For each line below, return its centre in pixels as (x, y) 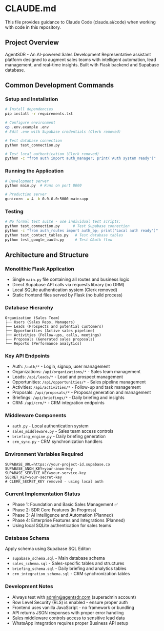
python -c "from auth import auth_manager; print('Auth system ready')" (81, 158)
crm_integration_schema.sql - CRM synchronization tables (71, 574)
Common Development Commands (59, 85)
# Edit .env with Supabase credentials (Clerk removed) (63, 132)
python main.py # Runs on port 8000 (43, 186)
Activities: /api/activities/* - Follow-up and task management (76, 387)
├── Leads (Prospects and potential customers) (54, 326)
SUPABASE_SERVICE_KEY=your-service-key (46, 473)
